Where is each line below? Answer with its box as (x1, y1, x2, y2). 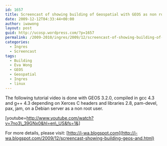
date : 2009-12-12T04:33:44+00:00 (5, 16, 75, 21)
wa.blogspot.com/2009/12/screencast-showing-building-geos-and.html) (5, 135, 155, 141)
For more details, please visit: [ (5, 130, 68, 136)
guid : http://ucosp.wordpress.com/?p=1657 (5, 30, 94, 35)
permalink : (5, 35, 28, 40)
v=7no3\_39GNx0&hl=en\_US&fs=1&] (5, 120, 81, 126)
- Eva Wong (9, 63, 32, 68)
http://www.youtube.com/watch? (26, 115, 94, 121)
